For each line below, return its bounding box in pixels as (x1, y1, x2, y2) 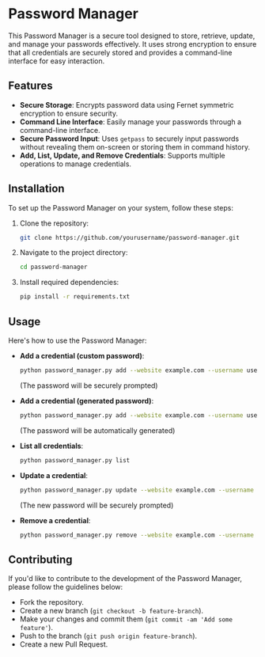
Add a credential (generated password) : (19, 396, 154, 405)
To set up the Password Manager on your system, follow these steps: (8, 203, 233, 212)
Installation (8, 182, 65, 196)
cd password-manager (19, 263, 88, 272)
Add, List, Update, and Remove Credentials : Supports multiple (19, 150, 225, 160)
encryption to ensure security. (19, 108, 119, 118)
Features (8, 79, 53, 93)
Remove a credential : (19, 515, 91, 525)
